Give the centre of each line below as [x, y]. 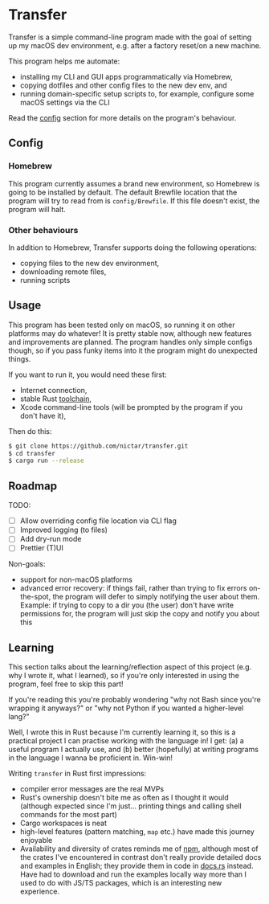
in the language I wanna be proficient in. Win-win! [91, 758]
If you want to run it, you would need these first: [88, 374]
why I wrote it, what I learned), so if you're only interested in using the [124, 676]
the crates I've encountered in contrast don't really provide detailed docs [141, 857]
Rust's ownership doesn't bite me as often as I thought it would [124, 798]
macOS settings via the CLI [65, 102]
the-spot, [35, 597]
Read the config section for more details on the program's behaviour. [122, 117]
